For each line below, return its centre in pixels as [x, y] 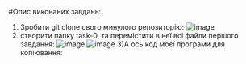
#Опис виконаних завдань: [55, 12]
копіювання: [41, 52]
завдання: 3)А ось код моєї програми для [123, 44]
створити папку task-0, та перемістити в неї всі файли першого [129, 36]
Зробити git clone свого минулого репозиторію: [102, 27]
